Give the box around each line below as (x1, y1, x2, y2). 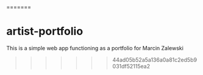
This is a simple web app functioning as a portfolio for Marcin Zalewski (6, 44, 184, 51)
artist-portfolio (6, 25, 84, 38)
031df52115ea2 (112, 62, 151, 70)
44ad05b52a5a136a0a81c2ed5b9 (112, 56, 197, 64)
